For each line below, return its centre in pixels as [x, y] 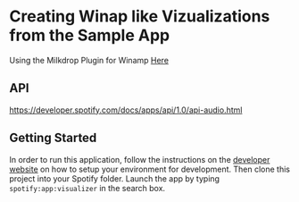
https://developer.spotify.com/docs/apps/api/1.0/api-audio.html [126, 110]
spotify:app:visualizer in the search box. [87, 188]
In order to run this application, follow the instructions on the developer [140, 159]
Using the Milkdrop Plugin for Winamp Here [89, 60]
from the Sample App [90, 35]
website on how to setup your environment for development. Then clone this [149, 169]
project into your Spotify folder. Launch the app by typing [115, 178]
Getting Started [53, 138]
